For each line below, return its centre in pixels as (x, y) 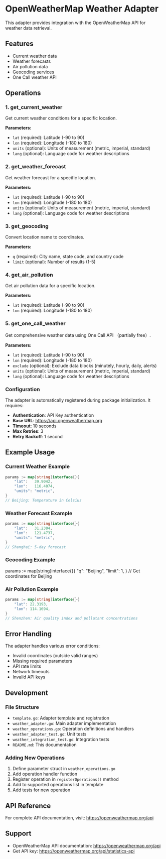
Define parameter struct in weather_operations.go (64, 769)
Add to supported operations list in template (58, 785)
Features (19, 44)
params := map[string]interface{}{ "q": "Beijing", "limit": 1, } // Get (73, 571)
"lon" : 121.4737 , (35, 533)
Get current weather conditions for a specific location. (61, 118)
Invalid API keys (29, 677)
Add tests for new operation (41, 790)
